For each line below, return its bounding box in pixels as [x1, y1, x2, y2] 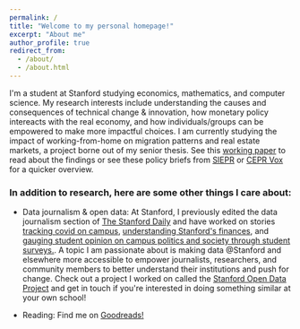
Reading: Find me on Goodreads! [21, 310, 144, 321]
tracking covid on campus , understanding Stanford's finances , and [21, 226, 270, 237]
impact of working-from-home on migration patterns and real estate [9, 135, 261, 146]
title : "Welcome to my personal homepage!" [9, 22, 175, 30]
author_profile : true [9, 38, 90, 48]
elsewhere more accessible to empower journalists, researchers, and [21, 255, 278, 265]
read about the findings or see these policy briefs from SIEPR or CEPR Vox [9, 154, 284, 165]
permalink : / [9, 13, 58, 22]
